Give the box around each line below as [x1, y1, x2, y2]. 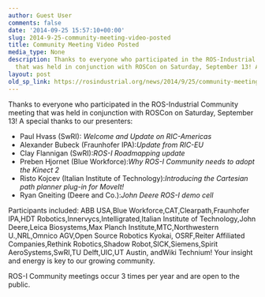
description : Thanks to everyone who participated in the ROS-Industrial [8, 56, 256, 64]
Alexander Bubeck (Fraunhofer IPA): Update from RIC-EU [19, 140, 203, 149]
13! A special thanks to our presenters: [8, 116, 133, 126]
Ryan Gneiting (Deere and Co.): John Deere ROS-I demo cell [19, 190, 214, 200]
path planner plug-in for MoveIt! [19, 182, 125, 191]
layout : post [8, 70, 51, 78]
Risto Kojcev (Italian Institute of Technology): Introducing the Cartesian [19, 173, 248, 182]
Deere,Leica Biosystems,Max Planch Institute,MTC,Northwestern [8, 222, 219, 231]
